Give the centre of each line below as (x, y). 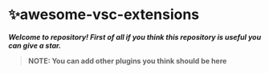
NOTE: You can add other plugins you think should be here (127, 60)
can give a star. (35, 45)
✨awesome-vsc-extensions (104, 15)
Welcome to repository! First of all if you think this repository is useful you (135, 36)
